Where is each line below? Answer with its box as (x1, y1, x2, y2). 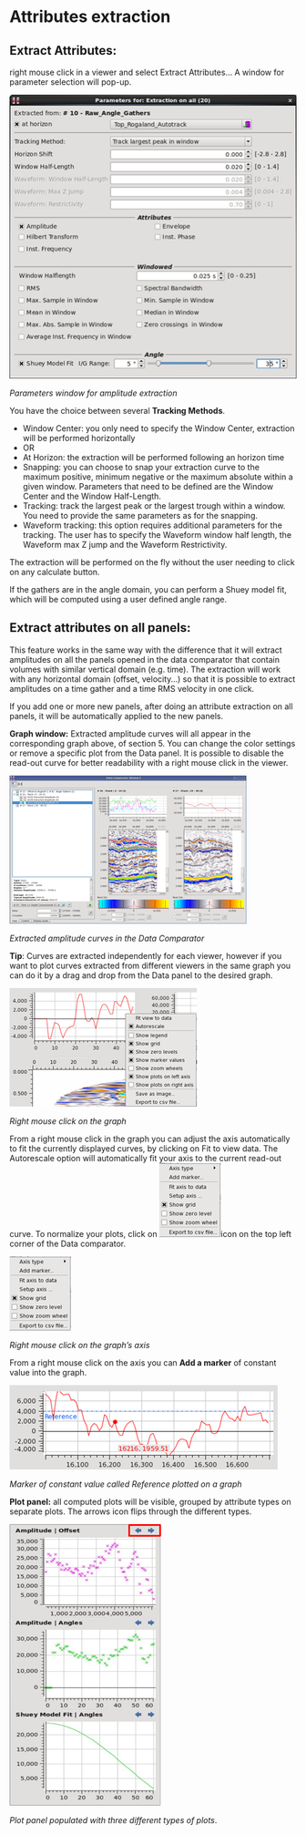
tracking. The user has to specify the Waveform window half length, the (22, 530, 292, 540)
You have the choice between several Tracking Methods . (9, 406, 226, 416)
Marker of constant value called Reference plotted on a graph (9, 1479, 243, 1490)
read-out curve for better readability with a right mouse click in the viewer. (9, 757, 289, 768)
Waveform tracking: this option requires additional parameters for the (22, 520, 282, 531)
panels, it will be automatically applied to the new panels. (9, 710, 224, 721)
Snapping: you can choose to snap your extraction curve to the (22, 462, 260, 472)
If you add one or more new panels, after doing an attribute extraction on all (9, 700, 293, 712)
